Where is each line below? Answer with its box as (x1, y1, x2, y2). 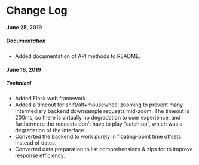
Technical (6, 80, 32, 87)
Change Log (6, 4, 68, 17)
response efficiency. (14, 152, 66, 159)
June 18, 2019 (6, 66, 42, 74)
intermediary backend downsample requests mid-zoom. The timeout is (14, 108, 190, 115)
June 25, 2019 (6, 23, 42, 30)
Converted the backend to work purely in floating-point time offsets (14, 133, 182, 140)
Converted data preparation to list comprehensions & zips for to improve (14, 146, 193, 153)
